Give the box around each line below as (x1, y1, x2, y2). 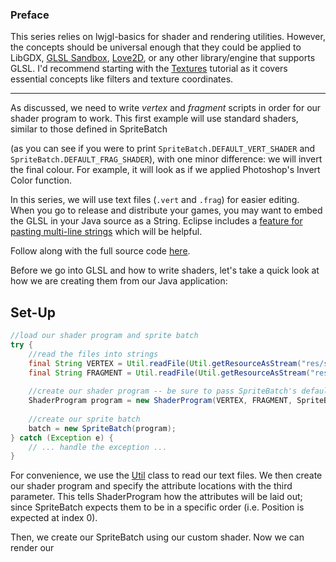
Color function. (10, 174, 73, 187)
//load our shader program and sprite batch (10, 331, 199, 341)
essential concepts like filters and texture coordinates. (10, 73, 234, 85)
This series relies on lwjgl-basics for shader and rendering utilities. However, (10, 31, 326, 43)
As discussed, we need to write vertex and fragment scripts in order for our (10, 102, 322, 114)
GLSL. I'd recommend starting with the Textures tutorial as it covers (10, 63, 288, 75)
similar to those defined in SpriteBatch (10, 123, 168, 135)
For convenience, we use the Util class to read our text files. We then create (10, 469, 323, 482)
